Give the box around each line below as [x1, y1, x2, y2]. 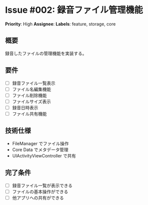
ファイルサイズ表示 [12, 99, 51, 104]
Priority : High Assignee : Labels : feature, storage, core [5, 21, 116, 27]
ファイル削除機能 [12, 92, 47, 98]
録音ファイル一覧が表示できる [12, 182, 73, 188]
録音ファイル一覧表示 [12, 80, 55, 86]
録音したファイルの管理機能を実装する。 [5, 50, 87, 56]
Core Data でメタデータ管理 [12, 147, 69, 153]
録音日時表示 [12, 104, 38, 110]
